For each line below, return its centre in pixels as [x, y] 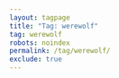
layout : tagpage [40, 17]
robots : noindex [40, 43]
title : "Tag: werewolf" [54, 26]
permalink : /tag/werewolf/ [60, 51]
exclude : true [36, 59]
